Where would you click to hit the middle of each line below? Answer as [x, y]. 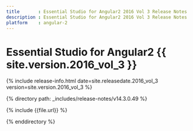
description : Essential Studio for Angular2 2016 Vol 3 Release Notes [96, 17]
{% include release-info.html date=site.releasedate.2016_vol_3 [82, 81]
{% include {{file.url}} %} [37, 110]
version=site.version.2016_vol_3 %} [49, 87]
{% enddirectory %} [31, 122]
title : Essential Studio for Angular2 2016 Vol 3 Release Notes [96, 12]
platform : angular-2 [37, 23]
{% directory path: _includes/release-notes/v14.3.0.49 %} [77, 99]
